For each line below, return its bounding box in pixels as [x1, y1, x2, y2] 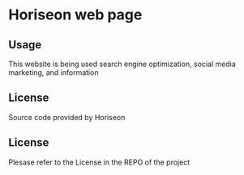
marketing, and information [8, 68, 99, 77]
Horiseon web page [8, 6, 143, 24]
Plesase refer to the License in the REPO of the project [8, 157, 190, 167]
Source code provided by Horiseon [8, 112, 126, 122]
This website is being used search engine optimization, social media [8, 59, 237, 69]
